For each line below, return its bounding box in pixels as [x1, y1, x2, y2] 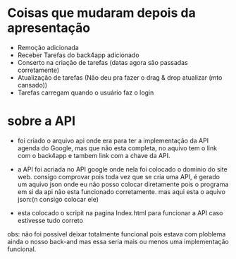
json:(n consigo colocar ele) [17, 195, 99, 203]
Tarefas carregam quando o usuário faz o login [17, 88, 154, 97]
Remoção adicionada [17, 43, 79, 52]
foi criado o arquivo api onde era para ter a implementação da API [17, 136, 209, 145]
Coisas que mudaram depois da [7, 5, 196, 21]
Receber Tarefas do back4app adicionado [17, 51, 139, 59]
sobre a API [7, 113, 76, 129]
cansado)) [17, 80, 48, 89]
